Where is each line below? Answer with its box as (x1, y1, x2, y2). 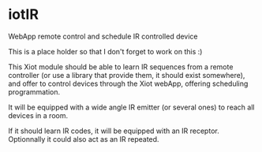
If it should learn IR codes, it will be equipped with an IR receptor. (8, 126, 219, 135)
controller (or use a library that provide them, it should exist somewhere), (8, 70, 245, 80)
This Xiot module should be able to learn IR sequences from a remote (8, 61, 234, 72)
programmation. (8, 87, 61, 96)
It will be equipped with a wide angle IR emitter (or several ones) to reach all (8, 102, 255, 112)
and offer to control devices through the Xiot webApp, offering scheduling (8, 79, 249, 88)
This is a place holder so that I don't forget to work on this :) (8, 46, 203, 56)
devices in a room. (8, 110, 69, 120)
